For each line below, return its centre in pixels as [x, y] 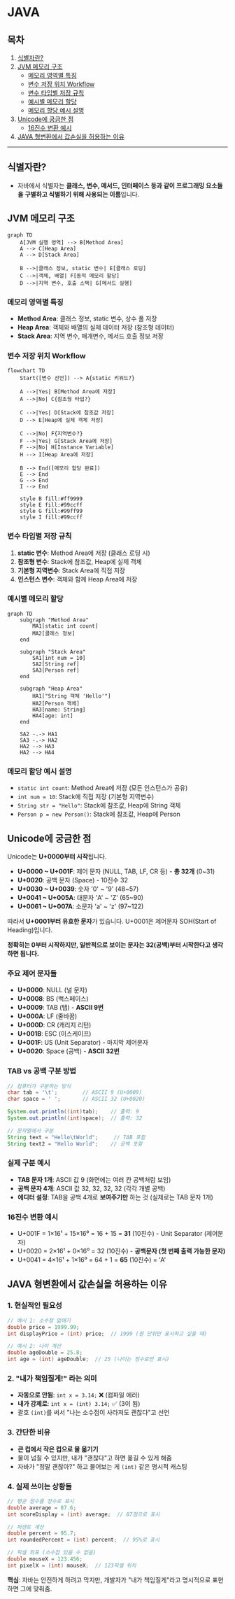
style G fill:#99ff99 [51, 512]
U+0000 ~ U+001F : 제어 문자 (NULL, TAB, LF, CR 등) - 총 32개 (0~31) [116, 871]
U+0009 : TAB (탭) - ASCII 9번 [60, 1008]
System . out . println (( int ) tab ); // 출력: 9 [73, 1112]
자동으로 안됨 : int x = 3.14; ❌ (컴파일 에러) [78, 1395]
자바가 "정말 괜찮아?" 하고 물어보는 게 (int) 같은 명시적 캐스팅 [102, 1466]
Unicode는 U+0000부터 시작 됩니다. [57, 856]
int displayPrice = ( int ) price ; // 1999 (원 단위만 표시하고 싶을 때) [107, 1334]
